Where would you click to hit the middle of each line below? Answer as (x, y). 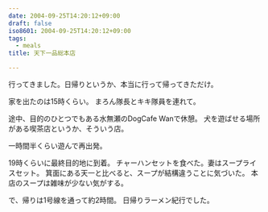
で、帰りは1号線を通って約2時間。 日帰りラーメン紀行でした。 (111, 200)
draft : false (30, 23)
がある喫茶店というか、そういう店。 (68, 129)
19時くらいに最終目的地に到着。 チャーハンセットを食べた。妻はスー (122, 163)
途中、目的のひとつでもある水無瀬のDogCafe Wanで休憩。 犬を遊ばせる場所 (134, 118)
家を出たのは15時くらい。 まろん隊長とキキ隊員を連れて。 (105, 101)
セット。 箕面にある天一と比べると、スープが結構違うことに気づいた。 (132, 173)
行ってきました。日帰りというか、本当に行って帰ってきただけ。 (113, 84)
